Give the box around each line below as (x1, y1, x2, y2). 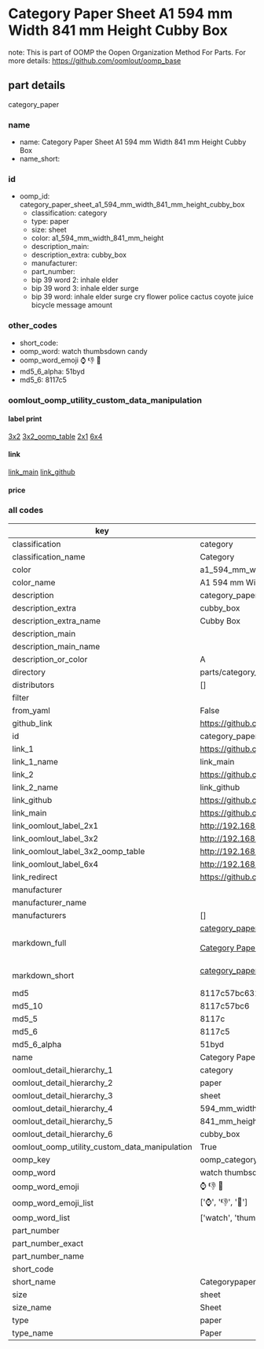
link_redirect (12, 871, 58, 883)
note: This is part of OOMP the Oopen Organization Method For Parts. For (8, 47, 246, 57)
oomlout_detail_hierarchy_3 (12, 1090, 113, 1101)
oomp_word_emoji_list (12, 1198, 94, 1209)
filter (12, 692, 30, 703)
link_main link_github (8, 466, 76, 477)
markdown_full (12, 937, 67, 948)
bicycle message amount (31, 300, 112, 310)
